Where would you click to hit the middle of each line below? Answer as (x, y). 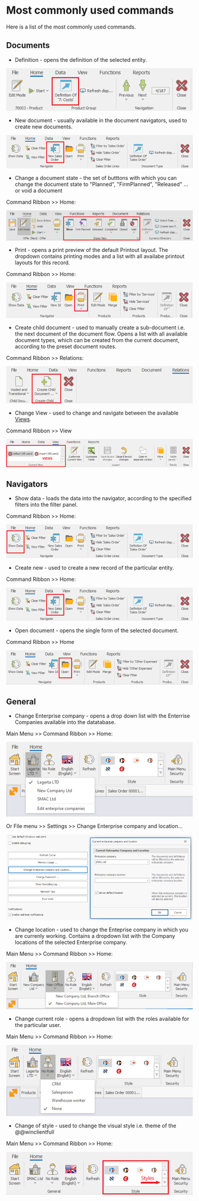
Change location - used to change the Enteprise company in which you (101, 930)
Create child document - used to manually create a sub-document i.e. (100, 328)
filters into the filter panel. (46, 505)
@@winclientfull (34, 1132)
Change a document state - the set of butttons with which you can (96, 178)
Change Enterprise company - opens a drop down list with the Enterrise (102, 716)
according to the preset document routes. (65, 347)
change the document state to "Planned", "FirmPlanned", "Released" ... (101, 184)
